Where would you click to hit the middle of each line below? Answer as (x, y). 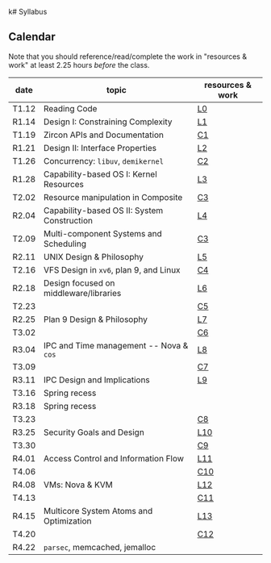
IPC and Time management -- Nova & (116, 345)
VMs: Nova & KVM (78, 485)
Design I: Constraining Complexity (108, 122)
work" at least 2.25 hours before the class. (79, 65)
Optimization (67, 521)
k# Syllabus (28, 12)
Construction (68, 220)
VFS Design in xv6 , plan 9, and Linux (112, 269)
